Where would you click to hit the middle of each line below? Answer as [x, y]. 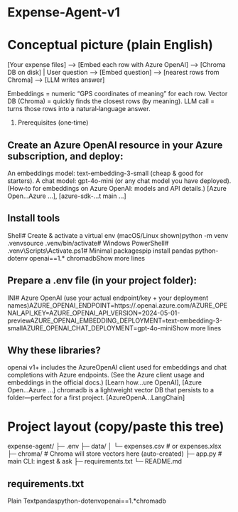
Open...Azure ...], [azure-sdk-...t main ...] [67, 196]
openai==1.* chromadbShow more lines [87, 258]
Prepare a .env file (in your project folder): [102, 281]
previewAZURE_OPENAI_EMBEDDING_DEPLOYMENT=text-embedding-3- [115, 320]
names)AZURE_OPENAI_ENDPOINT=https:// [71, 305]
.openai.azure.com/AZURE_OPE [181, 305]
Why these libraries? [54, 350]
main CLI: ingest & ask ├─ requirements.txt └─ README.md [95, 461]
